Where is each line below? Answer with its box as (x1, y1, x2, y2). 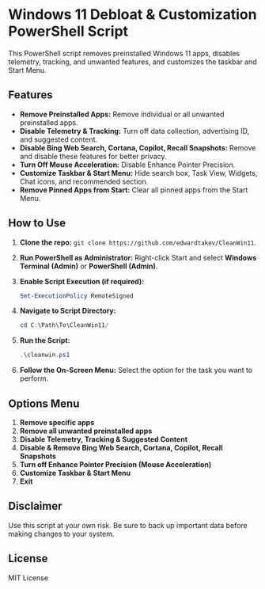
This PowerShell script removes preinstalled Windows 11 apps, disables (8, 48, 240, 58)
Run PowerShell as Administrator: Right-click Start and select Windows (19, 253, 257, 262)
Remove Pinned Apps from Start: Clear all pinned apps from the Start (19, 184, 248, 195)
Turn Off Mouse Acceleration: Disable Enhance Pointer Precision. (19, 160, 236, 169)
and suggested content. (19, 135, 98, 144)
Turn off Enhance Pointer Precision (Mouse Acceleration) (19, 460, 212, 469)
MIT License (8, 572, 49, 583)
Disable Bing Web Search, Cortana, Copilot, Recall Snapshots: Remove (19, 142, 256, 152)
